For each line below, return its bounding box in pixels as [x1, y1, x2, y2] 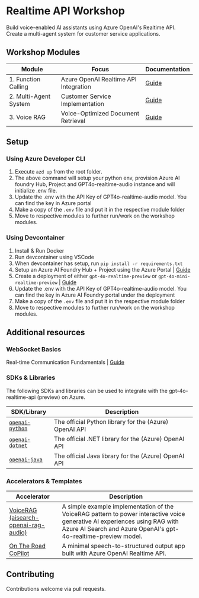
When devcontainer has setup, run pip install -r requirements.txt [14, 260, 183, 267]
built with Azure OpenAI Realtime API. [62, 549, 166, 558]
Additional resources [6, 328, 85, 338]
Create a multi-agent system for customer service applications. [6, 30, 161, 37]
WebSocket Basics [6, 345, 62, 354]
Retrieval [60, 117, 86, 125]
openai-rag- [9, 521, 46, 530]
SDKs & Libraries [6, 373, 56, 382]
